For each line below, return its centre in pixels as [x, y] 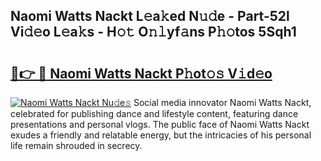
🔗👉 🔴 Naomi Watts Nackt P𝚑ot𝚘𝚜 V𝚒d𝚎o [141, 73]
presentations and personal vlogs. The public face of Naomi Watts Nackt [160, 124]
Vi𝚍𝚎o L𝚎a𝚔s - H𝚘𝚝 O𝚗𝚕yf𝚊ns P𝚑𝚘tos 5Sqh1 [153, 32]
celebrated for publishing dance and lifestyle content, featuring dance [154, 113]
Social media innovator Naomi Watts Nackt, [222, 102]
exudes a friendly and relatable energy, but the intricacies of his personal [161, 135]
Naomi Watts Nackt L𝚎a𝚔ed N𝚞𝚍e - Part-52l [150, 16]
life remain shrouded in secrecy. [76, 145]
